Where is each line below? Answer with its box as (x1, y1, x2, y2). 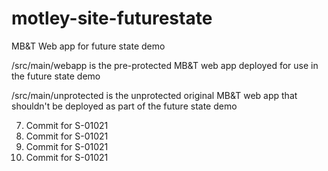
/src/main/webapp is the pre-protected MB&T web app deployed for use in (11, 59, 319, 71)
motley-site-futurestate (11, 7, 213, 30)
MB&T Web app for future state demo (11, 40, 166, 52)
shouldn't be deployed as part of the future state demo (11, 100, 238, 112)
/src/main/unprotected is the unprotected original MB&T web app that (11, 89, 298, 101)
